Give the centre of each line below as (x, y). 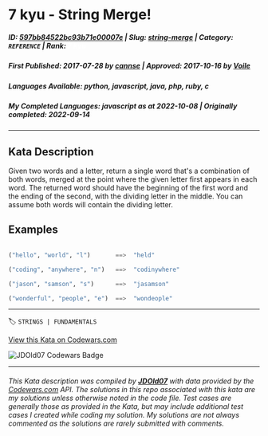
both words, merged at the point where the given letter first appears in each (133, 179)
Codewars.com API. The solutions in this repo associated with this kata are (132, 389)
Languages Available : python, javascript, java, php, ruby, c (108, 86)
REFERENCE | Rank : (37, 45)
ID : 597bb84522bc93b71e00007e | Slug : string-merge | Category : (121, 37)
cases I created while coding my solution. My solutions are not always (124, 415)
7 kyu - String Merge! (80, 15)
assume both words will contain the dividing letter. (91, 205)
